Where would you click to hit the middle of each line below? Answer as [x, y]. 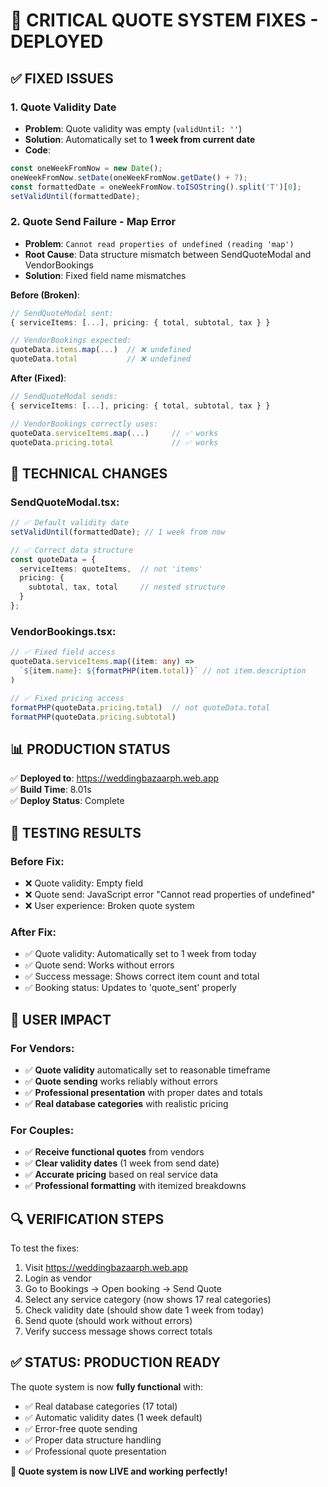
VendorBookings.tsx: [63, 631]
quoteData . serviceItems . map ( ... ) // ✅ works [114, 433]
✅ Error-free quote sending [81, 1428]
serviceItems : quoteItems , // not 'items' [111, 569]
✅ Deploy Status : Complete [67, 801]
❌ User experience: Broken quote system [109, 905]
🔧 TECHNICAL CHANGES [89, 473]
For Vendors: [42, 1048]
